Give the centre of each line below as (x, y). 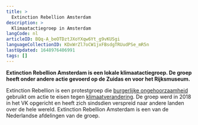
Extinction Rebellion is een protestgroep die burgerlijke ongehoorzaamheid (97, 90)
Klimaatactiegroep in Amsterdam (51, 28)
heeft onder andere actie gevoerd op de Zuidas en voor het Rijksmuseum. (98, 79)
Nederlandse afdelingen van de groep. (53, 116)
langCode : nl (22, 34)
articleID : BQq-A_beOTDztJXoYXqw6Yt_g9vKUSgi (63, 39)
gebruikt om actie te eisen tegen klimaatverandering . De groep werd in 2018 (99, 97)
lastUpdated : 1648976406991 (41, 50)
